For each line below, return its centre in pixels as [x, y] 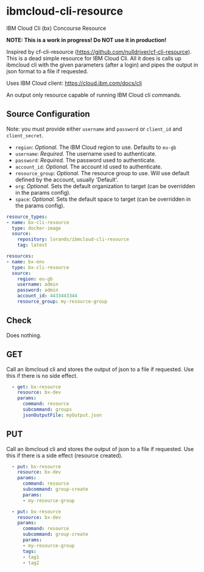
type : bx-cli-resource [40, 267]
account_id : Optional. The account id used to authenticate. [89, 167]
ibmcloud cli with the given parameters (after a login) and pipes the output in [102, 65]
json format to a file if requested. [47, 71]
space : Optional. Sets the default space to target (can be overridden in [103, 199]
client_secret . [25, 135]
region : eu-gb [35, 279]
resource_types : [27, 217]
